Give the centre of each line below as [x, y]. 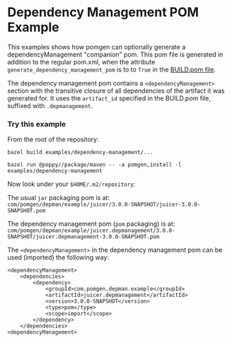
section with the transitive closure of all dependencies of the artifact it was [116, 91]
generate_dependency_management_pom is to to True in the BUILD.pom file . [111, 69]
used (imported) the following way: [58, 257]
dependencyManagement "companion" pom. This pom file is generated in [115, 54]
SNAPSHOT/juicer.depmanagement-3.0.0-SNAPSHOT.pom [83, 237]
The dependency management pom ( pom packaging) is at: [91, 224]
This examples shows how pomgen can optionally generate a [97, 47]
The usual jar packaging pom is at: [59, 198]
